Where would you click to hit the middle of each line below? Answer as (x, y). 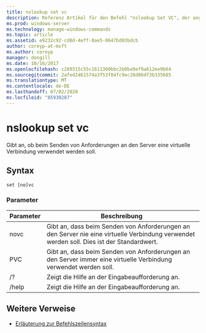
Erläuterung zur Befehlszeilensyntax (61, 323)
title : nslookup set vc (37, 12)
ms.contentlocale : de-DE (38, 86)
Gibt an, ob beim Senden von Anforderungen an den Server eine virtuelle (98, 145)
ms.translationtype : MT (37, 80)
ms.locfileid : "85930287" (39, 98)
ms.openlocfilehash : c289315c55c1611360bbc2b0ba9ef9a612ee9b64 (89, 69)
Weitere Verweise (41, 309)
